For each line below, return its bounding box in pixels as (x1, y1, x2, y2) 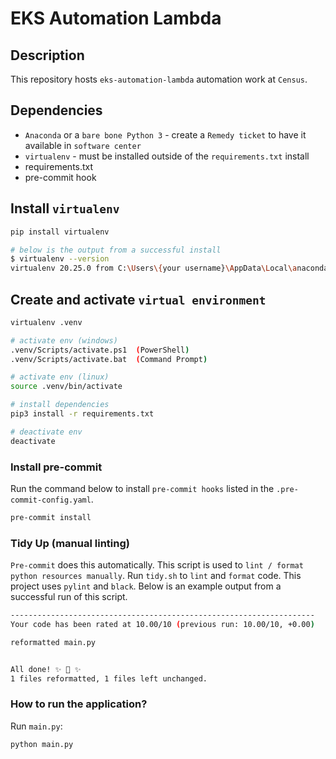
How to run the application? (10, 697, 148, 711)
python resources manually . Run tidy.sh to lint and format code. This (10, 570, 302, 582)
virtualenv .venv (10, 317, 83, 327)
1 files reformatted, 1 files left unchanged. (10, 673, 208, 684)
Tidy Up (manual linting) (10, 536, 130, 550)
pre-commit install (10, 512, 92, 522)
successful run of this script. (10, 591, 128, 603)
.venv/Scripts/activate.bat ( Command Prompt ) (10, 354, 208, 364)
